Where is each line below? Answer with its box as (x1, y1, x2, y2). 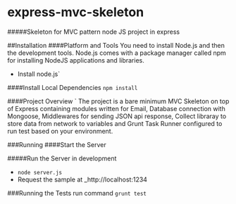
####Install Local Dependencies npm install (7, 83, 138, 91)
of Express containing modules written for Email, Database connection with (7, 104, 225, 113)
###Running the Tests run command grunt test (7, 189, 147, 197)
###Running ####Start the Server (7, 140, 107, 148)
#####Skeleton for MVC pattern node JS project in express (7, 27, 180, 36)
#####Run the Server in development (7, 154, 117, 162)
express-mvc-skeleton (7, 4, 144, 20)
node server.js (17, 169, 63, 176)
